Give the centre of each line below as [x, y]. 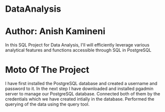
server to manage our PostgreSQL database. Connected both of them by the [83, 94]
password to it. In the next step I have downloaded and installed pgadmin [79, 89]
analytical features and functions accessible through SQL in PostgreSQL [78, 50]
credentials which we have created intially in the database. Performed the [80, 99]
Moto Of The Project [47, 70]
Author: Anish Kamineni [55, 32]
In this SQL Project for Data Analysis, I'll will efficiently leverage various [77, 45]
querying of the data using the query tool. [47, 104]
